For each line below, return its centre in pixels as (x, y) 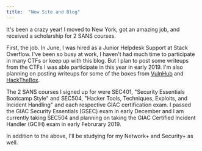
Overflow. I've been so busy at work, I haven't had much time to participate (101, 54)
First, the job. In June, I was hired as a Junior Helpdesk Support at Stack (97, 47)
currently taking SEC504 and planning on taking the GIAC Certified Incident (101, 118)
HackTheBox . (23, 80)
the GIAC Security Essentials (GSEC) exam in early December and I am (95, 111)
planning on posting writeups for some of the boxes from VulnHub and (95, 73)
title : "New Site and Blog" (43, 12)
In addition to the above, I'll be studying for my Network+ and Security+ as (100, 136)
